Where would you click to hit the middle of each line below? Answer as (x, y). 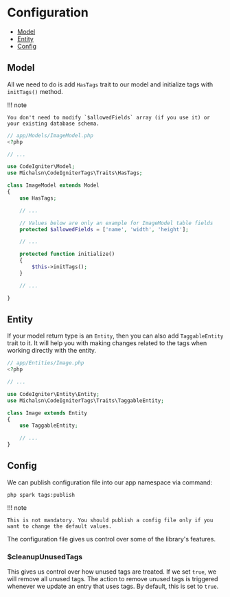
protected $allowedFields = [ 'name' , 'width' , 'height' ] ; (104, 229)
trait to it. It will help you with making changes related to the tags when (107, 343)
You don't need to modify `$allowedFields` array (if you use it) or (109, 117)
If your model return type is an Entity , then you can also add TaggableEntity (115, 336)
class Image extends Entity (47, 413)
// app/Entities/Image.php (46, 363)
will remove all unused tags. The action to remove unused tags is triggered (113, 579)
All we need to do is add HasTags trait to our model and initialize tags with (110, 84)
